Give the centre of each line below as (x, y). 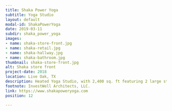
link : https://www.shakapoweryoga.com (47, 91)
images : (14, 39)
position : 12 (19, 96)
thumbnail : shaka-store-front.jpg (42, 62)
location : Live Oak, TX (31, 77)
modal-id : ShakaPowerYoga (33, 24)
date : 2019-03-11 (24, 29)
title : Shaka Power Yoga (32, 10)
